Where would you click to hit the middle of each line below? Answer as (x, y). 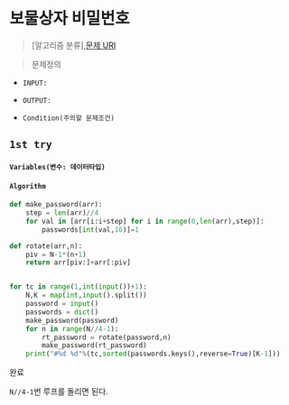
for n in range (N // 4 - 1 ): (72, 329)
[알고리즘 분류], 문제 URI (74, 45)
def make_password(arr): (56, 205)
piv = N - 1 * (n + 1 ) (56, 254)
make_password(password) (72, 320)
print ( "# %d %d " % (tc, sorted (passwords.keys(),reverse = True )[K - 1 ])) (153, 354)
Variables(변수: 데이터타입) (57, 167)
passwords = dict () (62, 312)
